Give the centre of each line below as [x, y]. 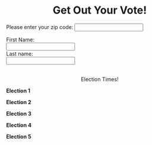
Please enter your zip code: [40, 27]
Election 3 [19, 114]
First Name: [20, 40]
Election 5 [19, 136]
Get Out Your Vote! [100, 10]
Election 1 [18, 91]
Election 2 [19, 102]
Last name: [20, 53]
